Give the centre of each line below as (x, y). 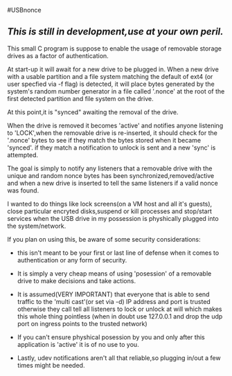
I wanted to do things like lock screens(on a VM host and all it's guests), (110, 204)
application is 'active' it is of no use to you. (78, 344)
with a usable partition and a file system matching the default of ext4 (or (110, 76)
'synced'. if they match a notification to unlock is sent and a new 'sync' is (111, 147)
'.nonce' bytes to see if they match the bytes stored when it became (104, 140)
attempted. (23, 154)
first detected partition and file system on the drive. (80, 98)
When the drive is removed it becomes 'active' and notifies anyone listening (115, 125)
